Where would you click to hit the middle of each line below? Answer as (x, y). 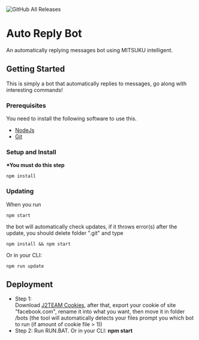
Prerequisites (26, 105)
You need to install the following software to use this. (71, 119)
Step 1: (23, 299)
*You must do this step (35, 165)
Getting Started (36, 69)
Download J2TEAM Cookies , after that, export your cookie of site (95, 305)
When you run (24, 204)
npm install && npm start (38, 244)
